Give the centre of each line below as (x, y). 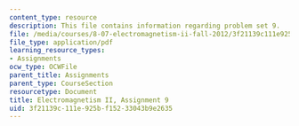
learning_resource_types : (57, 51)
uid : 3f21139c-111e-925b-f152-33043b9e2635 (91, 108)
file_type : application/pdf (61, 42)
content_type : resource (53, 17)
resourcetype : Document (53, 91)
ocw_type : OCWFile (43, 67)
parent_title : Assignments (59, 75)
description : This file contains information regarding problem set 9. (145, 26)
